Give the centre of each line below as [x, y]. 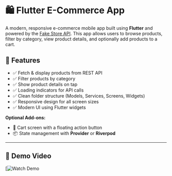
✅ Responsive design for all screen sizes [56, 101]
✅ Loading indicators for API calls [48, 90]
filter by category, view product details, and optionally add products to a [81, 39]
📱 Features [23, 61]
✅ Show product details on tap [45, 84]
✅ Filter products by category [44, 78]
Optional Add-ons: [26, 117]
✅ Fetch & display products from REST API [57, 73]
